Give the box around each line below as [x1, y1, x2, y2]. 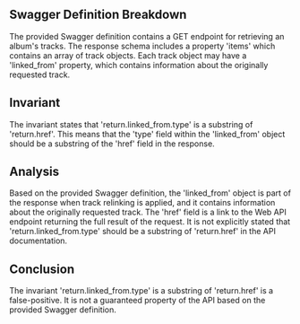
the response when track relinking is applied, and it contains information [9, 197, 276, 208]
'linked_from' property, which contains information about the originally [9, 59, 269, 70]
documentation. [9, 235, 68, 246]
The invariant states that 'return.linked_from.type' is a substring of [9, 118, 253, 129]
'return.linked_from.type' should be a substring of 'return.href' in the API [9, 226, 276, 237]
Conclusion [9, 261, 75, 276]
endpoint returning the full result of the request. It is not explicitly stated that [9, 216, 291, 227]
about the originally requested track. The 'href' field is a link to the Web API [9, 206, 287, 218]
